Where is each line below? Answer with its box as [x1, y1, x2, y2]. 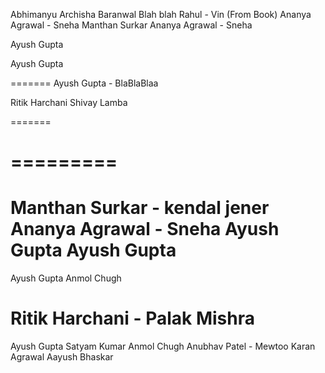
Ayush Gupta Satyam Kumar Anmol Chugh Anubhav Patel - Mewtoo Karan [10, 340, 316, 353]
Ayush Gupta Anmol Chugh [10, 272, 122, 284]
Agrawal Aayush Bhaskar [10, 351, 114, 363]
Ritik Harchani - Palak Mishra [10, 307, 255, 330]
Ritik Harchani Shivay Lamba [10, 97, 128, 108]
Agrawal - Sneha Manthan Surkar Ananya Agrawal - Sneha [10, 19, 253, 31]
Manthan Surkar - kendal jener [10, 197, 270, 219]
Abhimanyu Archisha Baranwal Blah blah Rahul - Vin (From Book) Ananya [10, 9, 312, 20]
